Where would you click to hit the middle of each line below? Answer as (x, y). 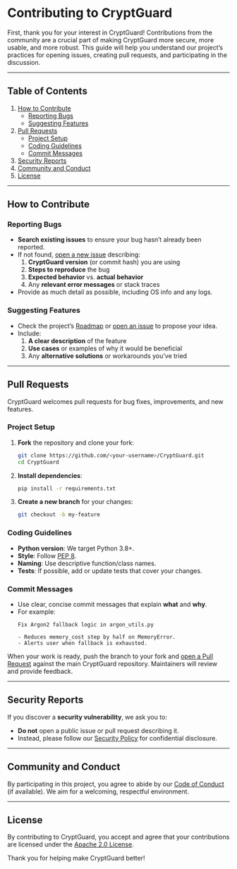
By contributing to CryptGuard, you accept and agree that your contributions (119, 837)
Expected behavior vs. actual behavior (86, 277)
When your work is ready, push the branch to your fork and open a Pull (110, 656)
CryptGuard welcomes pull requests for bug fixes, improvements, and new (115, 401)
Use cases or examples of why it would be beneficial (105, 348)
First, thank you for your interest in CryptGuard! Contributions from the (110, 32)
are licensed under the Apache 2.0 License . (71, 844)
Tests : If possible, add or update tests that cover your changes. (110, 571)
